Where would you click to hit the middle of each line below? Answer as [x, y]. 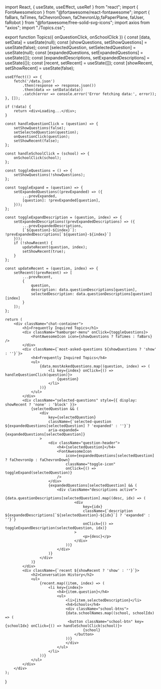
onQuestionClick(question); [42, 137]
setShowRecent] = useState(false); [40, 68]
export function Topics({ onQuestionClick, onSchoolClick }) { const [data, [78, 37]
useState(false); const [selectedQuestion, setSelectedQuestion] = [71, 47]
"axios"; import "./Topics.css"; [35, 28]
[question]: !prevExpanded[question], [61, 200]
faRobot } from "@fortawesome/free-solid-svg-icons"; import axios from [77, 22]
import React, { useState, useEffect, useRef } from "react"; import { [72, 7]
